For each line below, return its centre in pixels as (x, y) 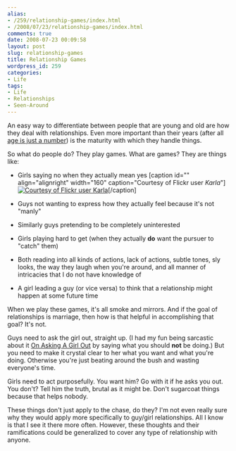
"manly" (29, 211)
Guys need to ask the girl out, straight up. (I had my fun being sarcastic (110, 338)
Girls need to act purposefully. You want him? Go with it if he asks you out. (115, 381)
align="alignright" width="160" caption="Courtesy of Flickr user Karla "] (122, 182)
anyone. (19, 440)
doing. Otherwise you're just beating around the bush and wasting (103, 360)
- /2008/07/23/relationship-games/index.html (75, 27)
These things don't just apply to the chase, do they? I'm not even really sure (117, 409)
